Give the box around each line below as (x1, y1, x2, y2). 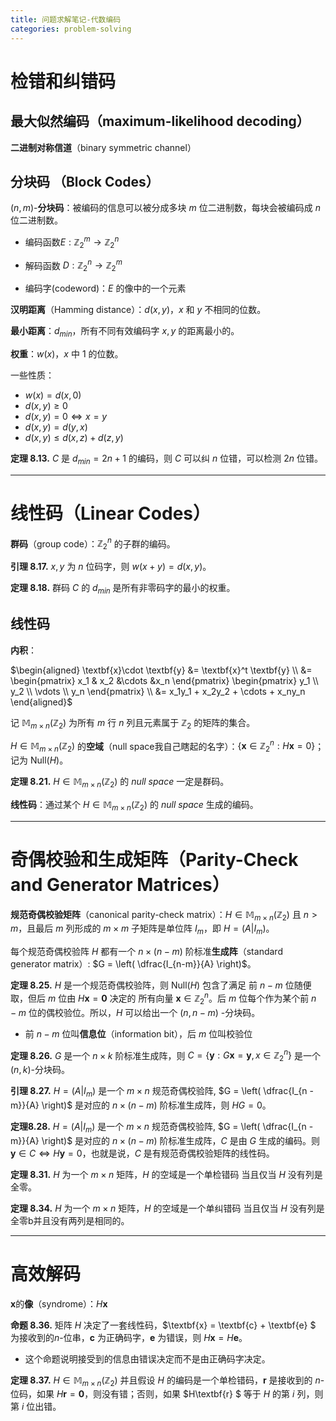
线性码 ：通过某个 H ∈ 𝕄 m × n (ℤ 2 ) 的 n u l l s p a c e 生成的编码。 (10, 798, 259, 813)
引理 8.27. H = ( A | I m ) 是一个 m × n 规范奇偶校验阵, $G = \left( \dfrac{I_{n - (10, 1085, 314, 1099)
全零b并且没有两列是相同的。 (10, 1214, 130, 1226)
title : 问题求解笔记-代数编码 (10, 14, 122, 25)
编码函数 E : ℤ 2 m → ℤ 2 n (24, 234, 120, 250)
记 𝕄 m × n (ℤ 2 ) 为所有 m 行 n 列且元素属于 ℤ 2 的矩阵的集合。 (10, 716, 256, 731)
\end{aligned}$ (10, 696, 73, 708)
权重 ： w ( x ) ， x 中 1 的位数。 (10, 348, 124, 360)
